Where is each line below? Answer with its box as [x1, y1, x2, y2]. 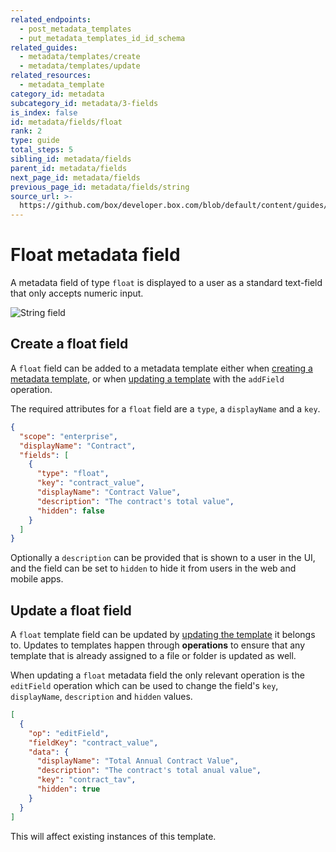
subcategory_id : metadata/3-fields [10, 98, 159, 108]
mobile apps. [10, 573, 64, 585]
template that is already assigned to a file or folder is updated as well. [10, 650, 297, 662]
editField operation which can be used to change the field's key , [10, 680, 279, 692]
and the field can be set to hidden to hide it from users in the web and [10, 562, 297, 575]
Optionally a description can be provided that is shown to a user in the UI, [10, 552, 316, 564]
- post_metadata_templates [19, 24, 132, 34]
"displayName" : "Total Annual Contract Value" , [36, 756, 240, 766]
